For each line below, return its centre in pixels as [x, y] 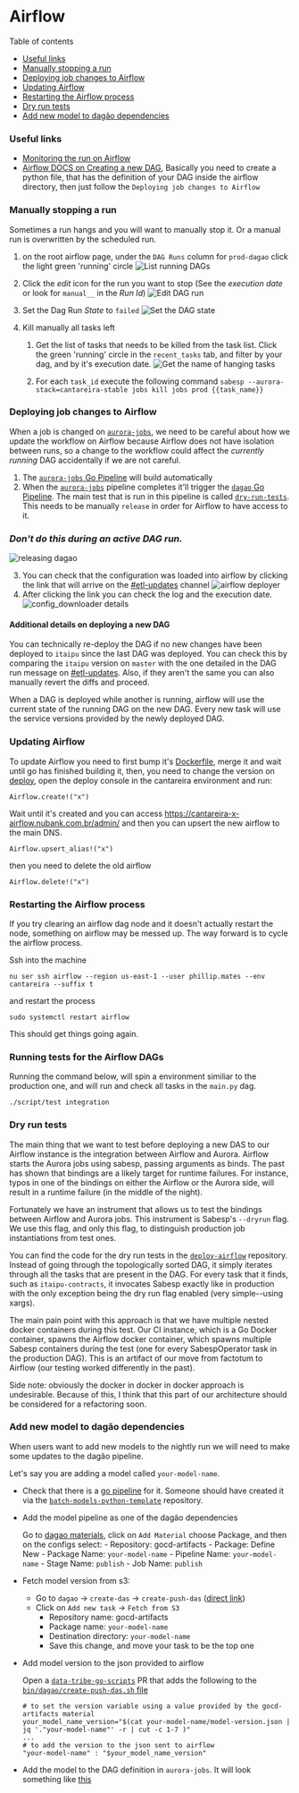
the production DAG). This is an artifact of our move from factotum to [136, 1358]
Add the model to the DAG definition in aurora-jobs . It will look [137, 1770]
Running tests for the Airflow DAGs [87, 1057]
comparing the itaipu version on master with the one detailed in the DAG [143, 663]
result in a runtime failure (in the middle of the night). [106, 1192]
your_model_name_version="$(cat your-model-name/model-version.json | [156, 1721]
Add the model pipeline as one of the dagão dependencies [130, 1517]
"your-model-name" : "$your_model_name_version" [114, 1753]
